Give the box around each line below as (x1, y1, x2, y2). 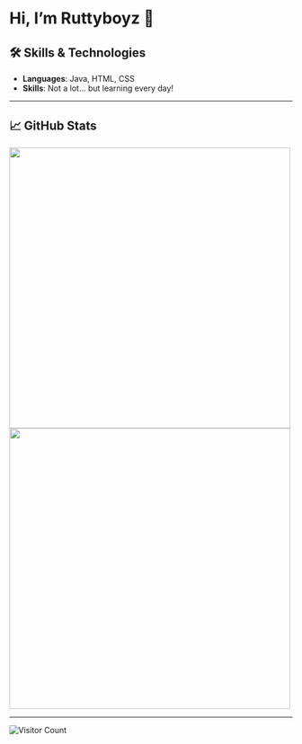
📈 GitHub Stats (9, 119, 97, 134)
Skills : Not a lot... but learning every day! (22, 83, 173, 93)
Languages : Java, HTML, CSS (22, 74, 135, 84)
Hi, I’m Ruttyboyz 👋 (9, 8, 155, 29)
